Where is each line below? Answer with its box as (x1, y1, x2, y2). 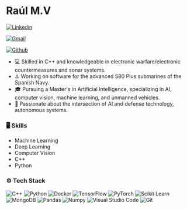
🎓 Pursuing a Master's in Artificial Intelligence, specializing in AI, (14, 85, 172, 92)
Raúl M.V (6, 4, 51, 18)
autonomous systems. (14, 106, 68, 113)
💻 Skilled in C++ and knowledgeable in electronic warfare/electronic (14, 58, 181, 65)
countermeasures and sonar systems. (14, 66, 106, 73)
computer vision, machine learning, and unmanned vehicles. (14, 94, 160, 101)
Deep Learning (14, 143, 51, 150)
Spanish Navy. (14, 79, 50, 86)
